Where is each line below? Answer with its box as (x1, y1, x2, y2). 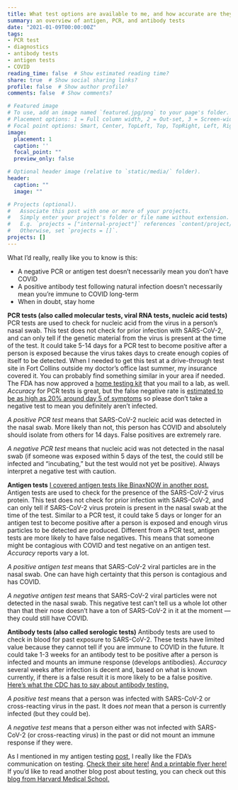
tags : (7, 30, 23, 38)
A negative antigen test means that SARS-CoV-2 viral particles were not (7, 591, 217, 600)
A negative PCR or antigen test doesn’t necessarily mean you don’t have (17, 267, 229, 276)
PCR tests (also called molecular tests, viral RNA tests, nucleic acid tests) (7, 310, 228, 320)
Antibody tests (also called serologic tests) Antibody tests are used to (7, 627, 215, 636)
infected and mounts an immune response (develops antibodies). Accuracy (7, 658, 227, 666)
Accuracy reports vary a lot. (7, 548, 89, 557)
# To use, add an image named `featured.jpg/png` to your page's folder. (7, 109, 230, 117)
